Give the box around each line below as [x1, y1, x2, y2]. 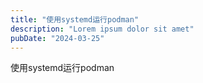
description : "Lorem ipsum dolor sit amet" [10, 24, 195, 34]
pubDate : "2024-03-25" [10, 33, 105, 43]
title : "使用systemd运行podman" [10, 14, 140, 25]
